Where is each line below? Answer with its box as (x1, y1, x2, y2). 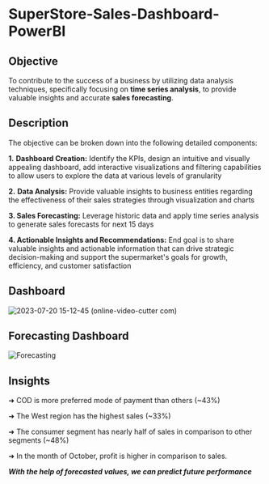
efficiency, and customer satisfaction (8, 261, 132, 270)
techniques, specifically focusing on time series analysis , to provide (8, 84, 237, 94)
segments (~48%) (8, 435, 69, 445)
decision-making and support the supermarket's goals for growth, (8, 252, 229, 261)
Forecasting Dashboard (8, 329, 129, 343)
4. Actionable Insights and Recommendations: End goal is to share (8, 235, 234, 244)
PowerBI (8, 22, 66, 40)
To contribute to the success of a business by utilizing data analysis (8, 76, 234, 85)
